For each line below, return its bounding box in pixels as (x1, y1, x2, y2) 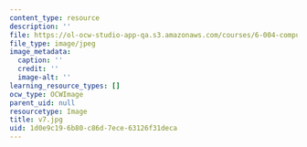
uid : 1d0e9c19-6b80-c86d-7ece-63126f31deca (9, 124, 178, 133)
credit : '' (17, 65, 59, 74)
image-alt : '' (17, 73, 71, 82)
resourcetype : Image (9, 107, 89, 116)
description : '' (9, 22, 71, 31)
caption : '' (17, 56, 64, 65)
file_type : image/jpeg (9, 38, 96, 48)
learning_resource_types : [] (9, 81, 121, 90)
